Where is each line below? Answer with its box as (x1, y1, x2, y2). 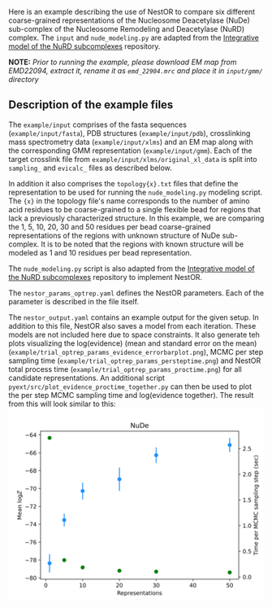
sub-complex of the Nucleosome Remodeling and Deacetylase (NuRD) (8, 24, 245, 33)
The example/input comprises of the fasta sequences (8, 120, 187, 129)
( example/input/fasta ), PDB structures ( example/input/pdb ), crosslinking (8, 128, 251, 138)
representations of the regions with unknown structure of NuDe (8, 230, 221, 240)
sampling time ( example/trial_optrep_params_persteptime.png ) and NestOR (8, 356, 261, 365)
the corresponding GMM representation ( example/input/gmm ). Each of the (8, 146, 253, 155)
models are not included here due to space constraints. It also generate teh (8, 330, 260, 339)
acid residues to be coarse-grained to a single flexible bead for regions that (8, 204, 261, 214)
